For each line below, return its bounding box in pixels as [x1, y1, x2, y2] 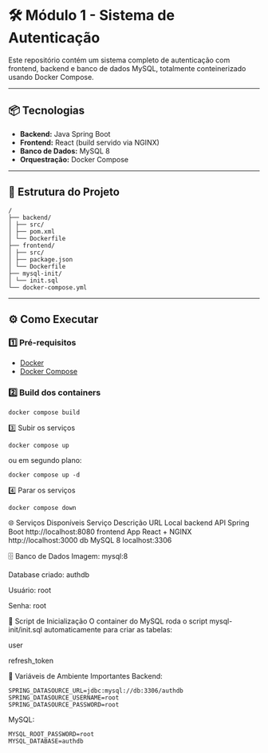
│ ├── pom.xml [8, 227, 56, 236]
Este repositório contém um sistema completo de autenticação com [8, 55, 231, 65]
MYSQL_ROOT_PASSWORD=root [8, 730, 94, 738]
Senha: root [8, 600, 46, 610]
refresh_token [8, 655, 54, 665]
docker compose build [8, 408, 81, 416]
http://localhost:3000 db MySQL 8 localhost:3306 [8, 535, 172, 544]
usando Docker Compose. [8, 72, 94, 82]
